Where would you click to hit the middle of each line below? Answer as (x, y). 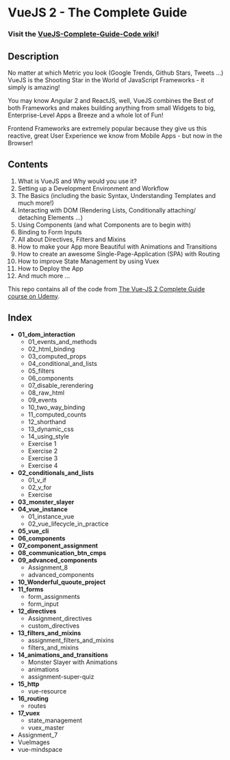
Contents (28, 165)
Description (33, 56)
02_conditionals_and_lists (56, 473)
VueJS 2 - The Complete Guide (98, 13)
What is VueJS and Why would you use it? (77, 181)
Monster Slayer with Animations (73, 662)
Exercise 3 (43, 458)
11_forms (30, 589)
